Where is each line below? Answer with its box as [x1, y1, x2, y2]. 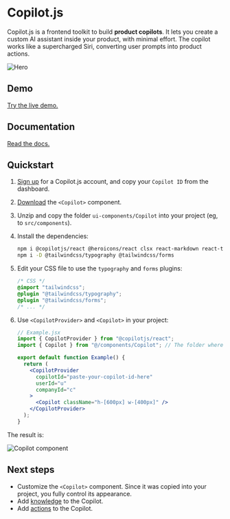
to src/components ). [16, 219, 72, 227]
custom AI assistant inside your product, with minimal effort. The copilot [7, 34, 211, 43]
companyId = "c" [35, 386, 76, 393]
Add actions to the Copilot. [16, 504, 93, 512]
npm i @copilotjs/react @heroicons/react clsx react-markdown [16, 246, 199, 253]
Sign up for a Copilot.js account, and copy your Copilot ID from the [16, 178, 209, 186]
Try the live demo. [7, 101, 58, 109]
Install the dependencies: [16, 232, 89, 240]
